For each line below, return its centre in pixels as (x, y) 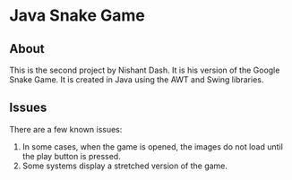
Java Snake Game (77, 16)
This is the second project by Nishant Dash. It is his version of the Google (145, 70)
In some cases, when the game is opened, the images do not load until (153, 146)
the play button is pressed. (71, 156)
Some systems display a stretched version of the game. (125, 166)
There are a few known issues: (66, 129)
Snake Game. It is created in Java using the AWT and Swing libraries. (137, 80)
